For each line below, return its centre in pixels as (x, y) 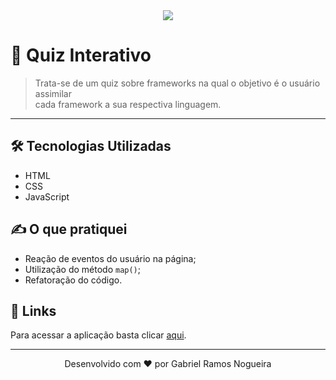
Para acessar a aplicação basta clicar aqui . (98, 335)
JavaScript (47, 196)
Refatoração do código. (73, 280)
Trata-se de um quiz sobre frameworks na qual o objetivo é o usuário (177, 83)
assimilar (53, 93)
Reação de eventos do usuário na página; (110, 258)
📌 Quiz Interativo (81, 55)
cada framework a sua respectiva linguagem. (128, 104)
